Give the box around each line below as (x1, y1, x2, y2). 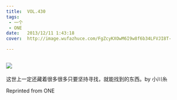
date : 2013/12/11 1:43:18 (6, 30, 75, 36)
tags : (6, 14, 19, 20)
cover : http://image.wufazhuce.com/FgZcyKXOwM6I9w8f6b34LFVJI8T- (6, 36, 172, 42)
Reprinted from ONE (6, 87, 55, 94)
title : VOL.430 (6, 8, 46, 15)
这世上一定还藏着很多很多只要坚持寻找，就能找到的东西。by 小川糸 (6, 75, 168, 82)
